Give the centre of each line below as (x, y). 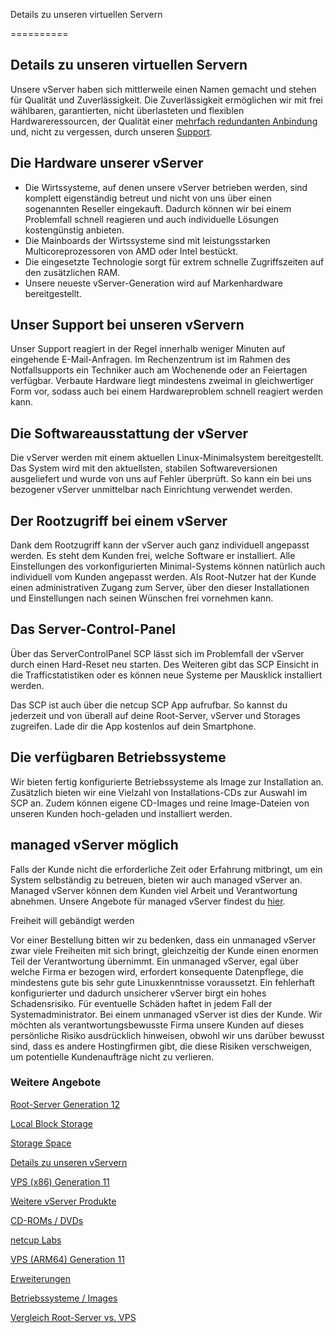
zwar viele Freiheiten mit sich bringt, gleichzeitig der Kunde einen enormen (164, 950)
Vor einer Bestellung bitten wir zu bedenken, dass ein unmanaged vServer (163, 940)
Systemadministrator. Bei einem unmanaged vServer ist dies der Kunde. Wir (166, 1014)
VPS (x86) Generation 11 (60, 1181)
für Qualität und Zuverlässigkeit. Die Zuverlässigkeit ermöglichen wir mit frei (166, 100)
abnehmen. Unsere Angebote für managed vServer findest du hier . (148, 901)
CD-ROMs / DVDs (47, 1220)
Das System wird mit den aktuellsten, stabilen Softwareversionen (144, 468)
